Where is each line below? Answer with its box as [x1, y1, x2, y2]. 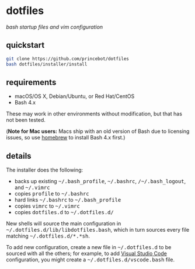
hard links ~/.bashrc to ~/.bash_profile [14, 197, 121, 204]
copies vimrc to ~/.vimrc [14, 202, 80, 209]
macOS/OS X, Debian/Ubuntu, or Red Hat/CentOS [14, 93, 135, 100]
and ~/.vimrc [14, 184, 50, 191]
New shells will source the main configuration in [6, 220, 121, 227]
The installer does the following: [6, 166, 83, 173]
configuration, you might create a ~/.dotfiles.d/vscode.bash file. [6, 256, 175, 263]
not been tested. [6, 117, 46, 124]
